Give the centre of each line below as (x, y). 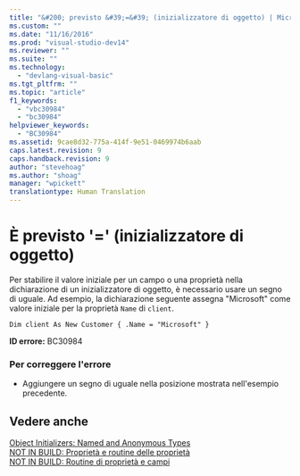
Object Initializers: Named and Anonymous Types (100, 443)
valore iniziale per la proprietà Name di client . (92, 308)
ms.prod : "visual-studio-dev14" (69, 42)
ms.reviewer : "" (39, 51)
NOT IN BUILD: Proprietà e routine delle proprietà (100, 453)
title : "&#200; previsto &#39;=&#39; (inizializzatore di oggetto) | (142, 17)
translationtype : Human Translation (77, 192)
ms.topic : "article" (48, 92)
